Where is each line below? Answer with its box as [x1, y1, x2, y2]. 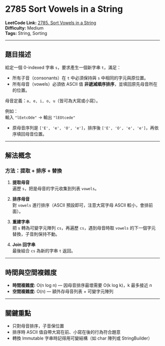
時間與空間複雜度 [5, 268, 57, 277]
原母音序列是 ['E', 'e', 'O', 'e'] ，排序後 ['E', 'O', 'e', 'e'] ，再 [12, 125, 155, 131]
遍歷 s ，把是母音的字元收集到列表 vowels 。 [12, 186, 99, 192]
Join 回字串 [12, 242, 36, 247]
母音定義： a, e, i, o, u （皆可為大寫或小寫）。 [5, 98, 101, 104]
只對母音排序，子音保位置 [12, 323, 64, 329]
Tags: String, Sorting [5, 30, 48, 36]
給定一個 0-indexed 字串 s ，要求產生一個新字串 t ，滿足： [5, 64, 121, 70]
